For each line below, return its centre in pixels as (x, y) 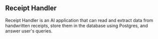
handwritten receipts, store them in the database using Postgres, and (76, 25)
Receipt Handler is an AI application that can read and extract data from (79, 20)
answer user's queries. (29, 31)
